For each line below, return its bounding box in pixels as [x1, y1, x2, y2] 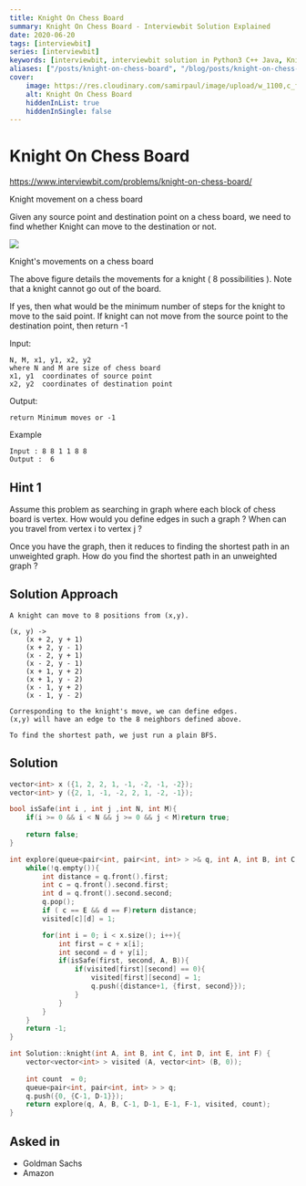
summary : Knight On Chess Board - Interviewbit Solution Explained [9, 22, 271, 31]
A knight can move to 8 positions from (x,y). [9, 610, 189, 620]
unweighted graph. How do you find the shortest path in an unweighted [9, 551, 278, 561]
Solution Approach [9, 587, 118, 602]
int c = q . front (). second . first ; [42, 880, 169, 889]
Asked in [9, 1133, 61, 1150]
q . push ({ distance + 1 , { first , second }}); [90, 982, 247, 991]
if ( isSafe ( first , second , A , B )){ [57, 956, 189, 965]
